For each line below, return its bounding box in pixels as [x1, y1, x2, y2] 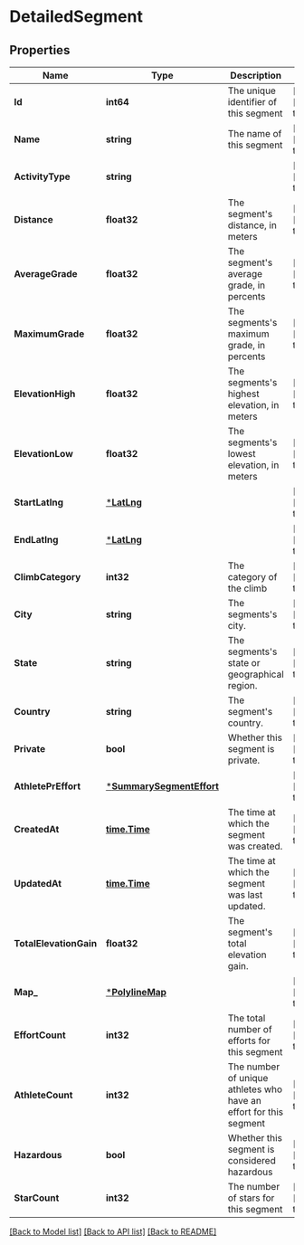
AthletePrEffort [14, 780, 81, 793]
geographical [227, 668, 284, 680]
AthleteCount [14, 1088, 73, 1101]
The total [227, 1012, 266, 1024]
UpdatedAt [14, 878, 62, 889]
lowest [227, 448, 256, 460]
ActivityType [14, 170, 71, 183]
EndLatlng [14, 534, 59, 546]
